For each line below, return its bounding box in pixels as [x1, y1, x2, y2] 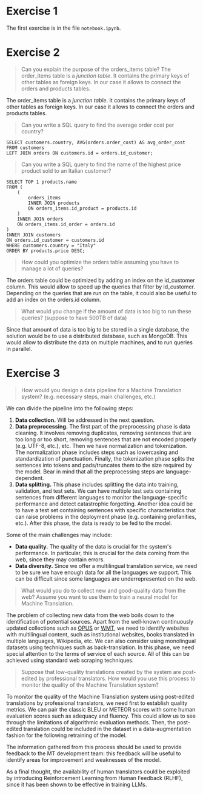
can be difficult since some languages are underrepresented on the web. [15, 575, 198, 582]
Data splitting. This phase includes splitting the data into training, [15, 481, 179, 488]
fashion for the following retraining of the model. [6, 732, 127, 739]
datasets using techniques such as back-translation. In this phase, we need [6, 644, 195, 651]
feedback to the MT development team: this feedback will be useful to [6, 750, 181, 757]
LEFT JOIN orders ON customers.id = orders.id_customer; [6, 150, 153, 156]
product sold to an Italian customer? [21, 167, 111, 174]
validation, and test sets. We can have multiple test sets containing [15, 487, 182, 495]
